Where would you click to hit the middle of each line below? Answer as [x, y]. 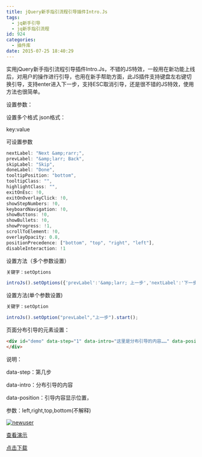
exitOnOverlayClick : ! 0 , [37, 198]
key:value [18, 129]
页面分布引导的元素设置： [38, 330]
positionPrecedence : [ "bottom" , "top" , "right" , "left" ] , [80, 243]
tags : [13, 17]
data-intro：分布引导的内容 [40, 385]
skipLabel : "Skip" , [31, 164]
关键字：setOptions [29, 272]
